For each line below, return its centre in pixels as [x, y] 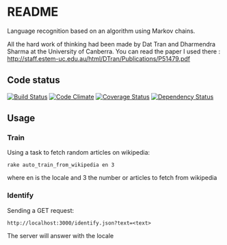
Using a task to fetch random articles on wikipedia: [79, 153]
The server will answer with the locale [61, 235]
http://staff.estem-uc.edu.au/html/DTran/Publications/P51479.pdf [99, 58]
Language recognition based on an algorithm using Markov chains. [101, 31]
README [33, 12]
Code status [34, 80]
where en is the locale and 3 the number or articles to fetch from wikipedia [112, 178]
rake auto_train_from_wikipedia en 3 [61, 165]
